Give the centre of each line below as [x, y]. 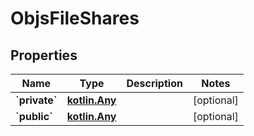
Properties [44, 55]
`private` [36, 100]
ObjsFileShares [75, 18]
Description [154, 83]
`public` [34, 116]
